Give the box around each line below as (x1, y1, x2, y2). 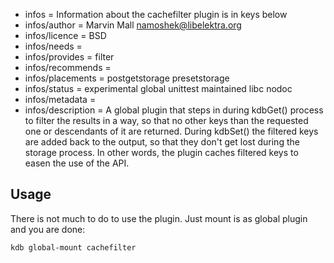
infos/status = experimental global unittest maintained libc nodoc (24, 83, 293, 94)
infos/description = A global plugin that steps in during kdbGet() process (24, 104, 324, 116)
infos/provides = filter (24, 51, 115, 63)
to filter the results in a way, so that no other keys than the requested (24, 115, 309, 126)
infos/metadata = (24, 94, 97, 105)
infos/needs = (24, 40, 83, 52)
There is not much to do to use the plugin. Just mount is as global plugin (10, 212, 308, 224)
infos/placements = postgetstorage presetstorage (24, 72, 230, 84)
